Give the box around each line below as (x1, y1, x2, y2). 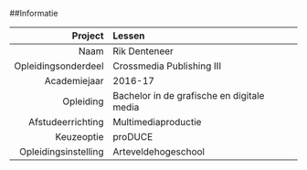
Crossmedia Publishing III (112, 59, 222, 72)
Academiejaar (44, 75, 104, 87)
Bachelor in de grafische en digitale (112, 90, 265, 101)
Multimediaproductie (112, 116, 202, 128)
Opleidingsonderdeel (14, 59, 104, 72)
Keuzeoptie (55, 131, 104, 143)
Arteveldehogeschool (112, 145, 206, 158)
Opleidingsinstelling (19, 145, 104, 158)
